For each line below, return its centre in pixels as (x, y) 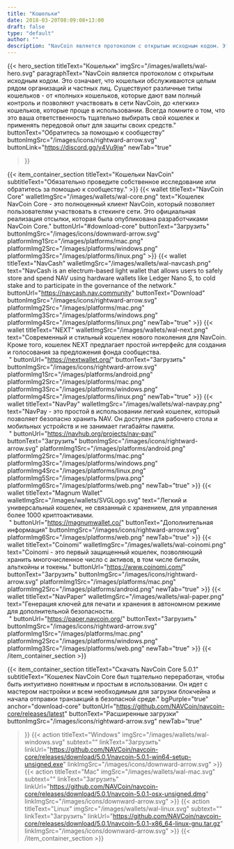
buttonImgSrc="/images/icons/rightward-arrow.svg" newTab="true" (105, 721)
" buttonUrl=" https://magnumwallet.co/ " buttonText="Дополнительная (111, 522)
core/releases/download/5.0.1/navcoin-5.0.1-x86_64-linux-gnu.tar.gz (122, 824)
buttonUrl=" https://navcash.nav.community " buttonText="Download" (106, 293)
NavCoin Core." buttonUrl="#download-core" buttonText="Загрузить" (108, 226)
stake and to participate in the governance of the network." (92, 285)
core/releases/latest (36, 714)
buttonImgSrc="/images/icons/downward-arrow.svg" (84, 234)
